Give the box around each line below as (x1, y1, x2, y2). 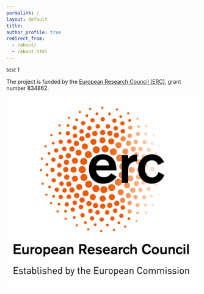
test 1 (6, 66, 20, 73)
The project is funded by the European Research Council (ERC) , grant (6, 78, 181, 85)
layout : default (6, 16, 48, 23)
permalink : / (6, 10, 40, 16)
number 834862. (6, 84, 49, 92)
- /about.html (12, 49, 48, 55)
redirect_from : (6, 35, 45, 42)
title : (6, 23, 23, 29)
